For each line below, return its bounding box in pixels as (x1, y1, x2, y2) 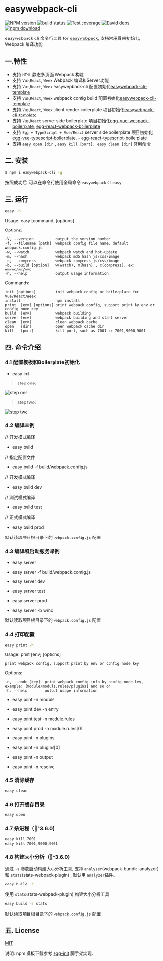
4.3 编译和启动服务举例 (5, 548, 60, 555)
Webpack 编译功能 (5, 41, 43, 47)
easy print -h (5, 643, 34, 648)
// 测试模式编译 (5, 495, 36, 500)
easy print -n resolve (12, 764, 55, 769)
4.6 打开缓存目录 (5, 801, 45, 807)
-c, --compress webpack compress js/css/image (5, 258, 120, 264)
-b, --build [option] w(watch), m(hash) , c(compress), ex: (5, 263, 135, 268)
